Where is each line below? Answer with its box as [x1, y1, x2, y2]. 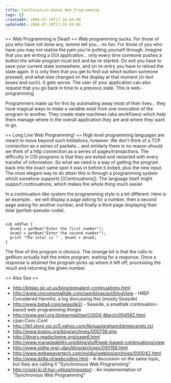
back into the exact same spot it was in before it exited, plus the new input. [5, 165, 163, 171]
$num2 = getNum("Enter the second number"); [10, 231, 106, 236]
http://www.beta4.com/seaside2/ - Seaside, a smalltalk [12, 301, 129, 308]
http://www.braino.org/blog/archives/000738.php [12, 329, 117, 335]
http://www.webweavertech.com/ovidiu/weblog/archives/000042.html [12, 350, 161, 356]
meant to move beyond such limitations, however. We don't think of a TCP [5, 137, 161, 144]
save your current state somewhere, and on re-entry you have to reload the [5, 63, 164, 69]
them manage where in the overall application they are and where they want [5, 116, 165, 123]
